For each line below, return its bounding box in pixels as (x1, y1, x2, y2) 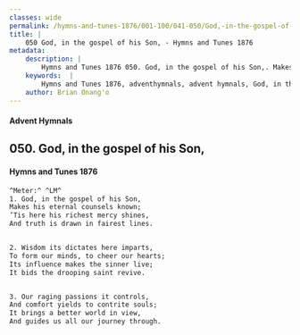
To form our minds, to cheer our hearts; (9, 251, 166, 260)
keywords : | (25, 71, 74, 80)
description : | (25, 54, 82, 63)
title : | (9, 29, 42, 38)
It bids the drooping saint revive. (9, 268, 146, 277)
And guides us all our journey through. (9, 317, 162, 326)
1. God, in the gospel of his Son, (9, 194, 142, 204)
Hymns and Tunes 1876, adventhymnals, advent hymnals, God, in (41, 80, 281, 88)
